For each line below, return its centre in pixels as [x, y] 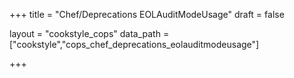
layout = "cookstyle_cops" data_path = [89, 33]
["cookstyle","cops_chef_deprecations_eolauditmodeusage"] [134, 44]
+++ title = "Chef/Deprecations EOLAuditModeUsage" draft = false [147, 14]
